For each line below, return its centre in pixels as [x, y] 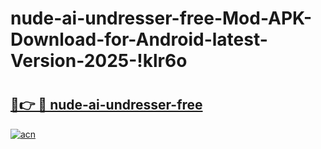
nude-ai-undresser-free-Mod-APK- [161, 18]
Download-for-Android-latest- [139, 39]
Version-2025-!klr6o [99, 61]
